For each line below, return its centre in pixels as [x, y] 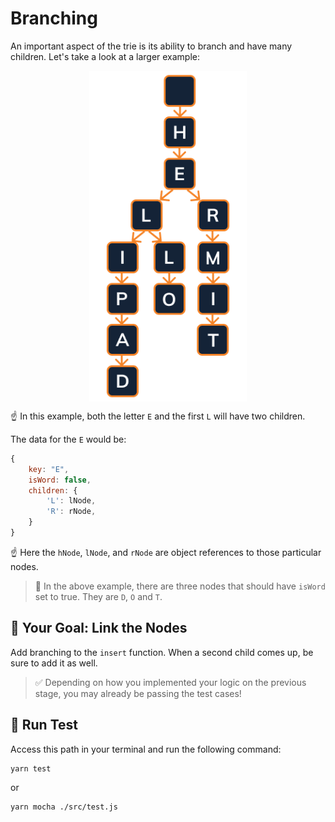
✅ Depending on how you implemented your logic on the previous [170, 682]
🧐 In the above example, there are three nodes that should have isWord [180, 586]
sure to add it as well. [54, 663]
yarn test [31, 768]
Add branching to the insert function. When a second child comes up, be [162, 652]
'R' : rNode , [71, 512]
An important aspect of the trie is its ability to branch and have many [151, 46]
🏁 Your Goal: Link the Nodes [99, 628]
